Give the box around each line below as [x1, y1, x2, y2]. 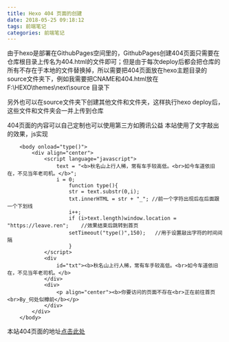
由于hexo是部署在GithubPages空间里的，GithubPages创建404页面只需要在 [7, 49, 220, 57]
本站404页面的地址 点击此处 [7, 328, 85, 336]
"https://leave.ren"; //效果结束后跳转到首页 [7, 222, 139, 229]
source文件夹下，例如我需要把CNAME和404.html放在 [7, 75, 159, 83]
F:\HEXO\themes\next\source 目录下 [7, 83, 110, 92]
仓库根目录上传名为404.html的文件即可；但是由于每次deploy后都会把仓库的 [7, 58, 221, 66]
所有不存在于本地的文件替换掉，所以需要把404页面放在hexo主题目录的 [7, 66, 208, 74]
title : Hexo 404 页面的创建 [7, 10, 83, 17]
